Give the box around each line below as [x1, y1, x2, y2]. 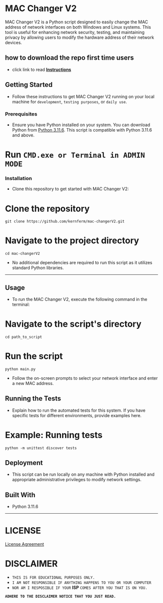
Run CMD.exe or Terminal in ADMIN [5, 149, 146, 160]
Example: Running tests [5, 429, 103, 440]
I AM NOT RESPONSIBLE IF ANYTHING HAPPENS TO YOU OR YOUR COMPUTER [12, 581, 151, 586]
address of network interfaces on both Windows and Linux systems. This [5, 24, 151, 30]
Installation [5, 175, 33, 182]
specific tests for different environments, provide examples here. [12, 412, 142, 418]
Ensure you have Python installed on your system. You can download [12, 122, 150, 128]
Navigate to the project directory [5, 235, 139, 246]
